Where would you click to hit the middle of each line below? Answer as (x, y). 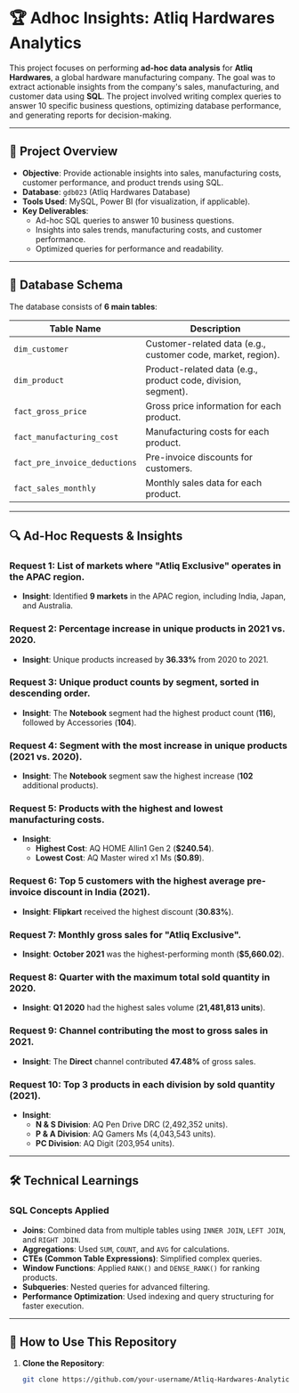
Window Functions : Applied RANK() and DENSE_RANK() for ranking (141, 1267)
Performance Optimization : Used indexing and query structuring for (148, 1296)
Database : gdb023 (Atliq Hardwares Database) (106, 191)
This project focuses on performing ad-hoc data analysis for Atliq (131, 68)
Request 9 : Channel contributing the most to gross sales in (139, 1030)
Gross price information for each (214, 405)
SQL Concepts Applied (59, 1210)
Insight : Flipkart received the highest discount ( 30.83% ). (128, 911)
